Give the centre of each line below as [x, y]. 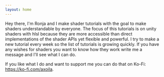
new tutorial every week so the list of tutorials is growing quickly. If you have [82, 44]
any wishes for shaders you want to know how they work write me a [74, 49]
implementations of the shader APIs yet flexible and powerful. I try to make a [82, 39]
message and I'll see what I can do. [41, 55]
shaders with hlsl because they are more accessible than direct [69, 34]
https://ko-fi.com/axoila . [29, 69]
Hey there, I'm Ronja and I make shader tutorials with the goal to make [76, 23]
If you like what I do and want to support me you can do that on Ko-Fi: [75, 64]
